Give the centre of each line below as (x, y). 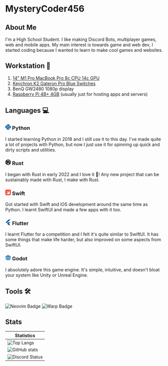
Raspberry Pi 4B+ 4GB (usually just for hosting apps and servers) (80, 94)
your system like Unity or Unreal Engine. (47, 275)
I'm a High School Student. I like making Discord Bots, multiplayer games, (81, 39)
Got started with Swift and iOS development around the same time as (76, 204)
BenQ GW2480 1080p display (43, 89)
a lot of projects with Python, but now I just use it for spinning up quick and (83, 144)
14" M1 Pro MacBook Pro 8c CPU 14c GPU (56, 78)
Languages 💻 (27, 111)
